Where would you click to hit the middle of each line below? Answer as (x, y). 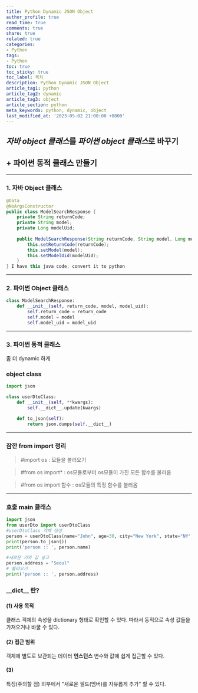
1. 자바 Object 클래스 (34, 188)
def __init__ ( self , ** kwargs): (55, 403)
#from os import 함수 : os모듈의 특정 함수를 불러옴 (79, 485)
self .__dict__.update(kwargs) (64, 408)
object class (24, 374)
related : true (24, 39)
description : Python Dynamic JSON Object (58, 83)
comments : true (25, 28)
